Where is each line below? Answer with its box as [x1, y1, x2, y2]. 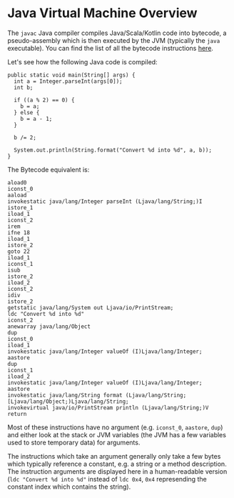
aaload [7, 191, 27, 199]
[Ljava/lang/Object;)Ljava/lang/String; [7, 398, 130, 405]
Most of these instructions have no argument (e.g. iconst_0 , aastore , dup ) [7, 423, 223, 432]
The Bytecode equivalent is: [7, 165, 90, 174]
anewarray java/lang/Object [7, 323, 91, 330]
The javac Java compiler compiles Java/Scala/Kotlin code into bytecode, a [7, 29, 227, 37]
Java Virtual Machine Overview [7, 5, 198, 21]
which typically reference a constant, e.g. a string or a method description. [7, 459, 227, 468]
